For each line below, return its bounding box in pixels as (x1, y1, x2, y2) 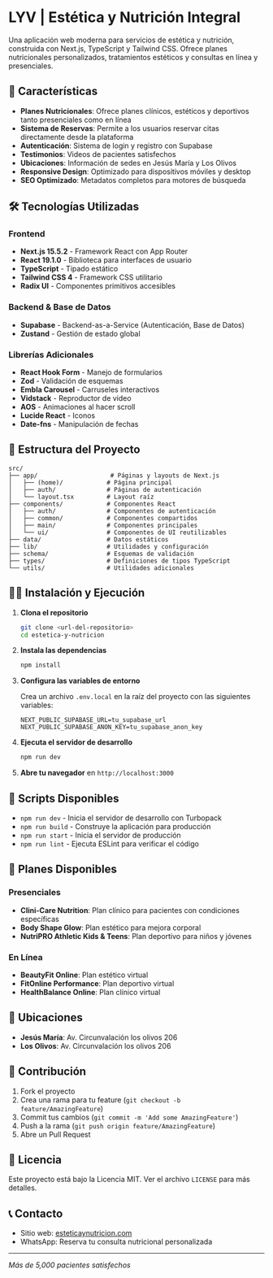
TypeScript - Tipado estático (19, 264, 119, 274)
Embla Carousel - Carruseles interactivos (19, 385, 160, 394)
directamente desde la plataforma (19, 132, 134, 141)
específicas (19, 914, 59, 924)
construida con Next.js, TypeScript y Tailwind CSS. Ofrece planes (8, 43, 227, 53)
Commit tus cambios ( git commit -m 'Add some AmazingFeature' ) (19, 1112, 239, 1122)
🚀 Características (8, 85, 98, 98)
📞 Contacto (8, 1206, 63, 1220)
